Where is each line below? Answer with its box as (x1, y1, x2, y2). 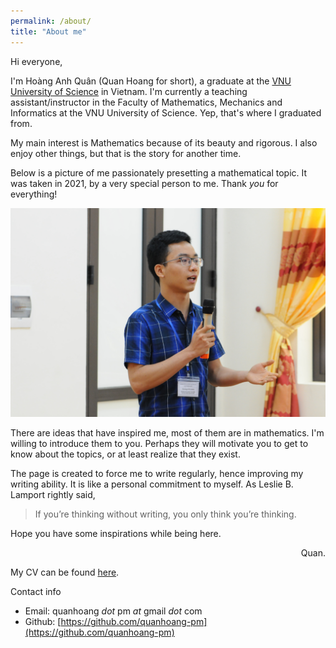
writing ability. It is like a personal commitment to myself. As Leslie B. (10, 478, 294, 490)
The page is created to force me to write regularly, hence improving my (10, 468, 304, 480)
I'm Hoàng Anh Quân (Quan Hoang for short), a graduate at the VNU (10, 75, 292, 87)
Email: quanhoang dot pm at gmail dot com (24, 605, 203, 617)
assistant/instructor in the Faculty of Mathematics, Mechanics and (10, 96, 283, 108)
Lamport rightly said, (10, 489, 96, 501)
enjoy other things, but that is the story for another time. (10, 147, 242, 159)
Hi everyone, (10, 55, 63, 67)
